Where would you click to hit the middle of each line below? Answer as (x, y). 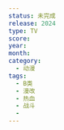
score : (19, 38)
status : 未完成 (32, 16)
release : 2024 (32, 23)
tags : (17, 76)
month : (19, 53)
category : (25, 61)
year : (17, 46)
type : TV (23, 31)
